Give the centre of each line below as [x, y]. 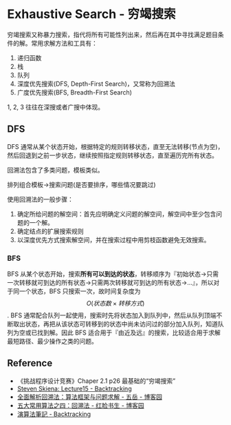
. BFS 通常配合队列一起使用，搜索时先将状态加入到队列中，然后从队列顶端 [112, 315]
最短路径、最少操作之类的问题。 [52, 342]
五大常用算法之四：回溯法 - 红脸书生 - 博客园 [80, 405]
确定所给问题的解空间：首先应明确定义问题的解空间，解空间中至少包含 [117, 214]
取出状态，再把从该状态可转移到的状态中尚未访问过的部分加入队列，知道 [115, 324]
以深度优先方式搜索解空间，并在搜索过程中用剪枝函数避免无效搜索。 [113, 239]
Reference [30, 363]
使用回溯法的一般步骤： [40, 199]
